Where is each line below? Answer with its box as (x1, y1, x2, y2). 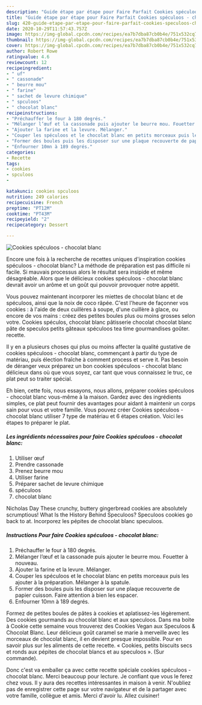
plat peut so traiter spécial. (6, 375, 73, 382)
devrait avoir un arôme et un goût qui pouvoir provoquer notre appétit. (6, 282, 180, 288)
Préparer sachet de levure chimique (14, 480, 104, 487)
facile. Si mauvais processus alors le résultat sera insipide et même (6, 268, 173, 275)
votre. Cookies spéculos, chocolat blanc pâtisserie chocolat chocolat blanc (6, 318, 192, 326)
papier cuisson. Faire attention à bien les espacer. (14, 591, 138, 599)
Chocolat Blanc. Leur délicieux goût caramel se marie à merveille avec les (6, 629, 189, 636)
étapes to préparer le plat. (6, 419, 71, 426)
